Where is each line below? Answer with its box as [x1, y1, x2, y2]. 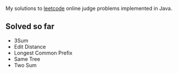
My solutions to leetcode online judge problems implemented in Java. [5, 5, 173, 12]
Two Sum [13, 61, 37, 68]
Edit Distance [13, 43, 46, 50]
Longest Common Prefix [13, 49, 73, 56]
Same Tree [13, 55, 40, 63]
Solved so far [5, 21, 55, 31]
